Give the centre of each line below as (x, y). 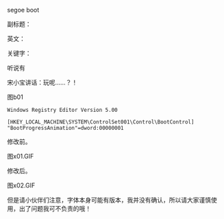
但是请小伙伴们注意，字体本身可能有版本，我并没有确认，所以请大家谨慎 (109, 200)
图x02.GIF (21, 185)
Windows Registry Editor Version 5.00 (62, 110)
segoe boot (23, 10)
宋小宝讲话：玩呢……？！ (42, 82)
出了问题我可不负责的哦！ (55, 208)
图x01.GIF (21, 156)
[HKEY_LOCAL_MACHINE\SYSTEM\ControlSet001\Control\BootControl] (101, 122)
